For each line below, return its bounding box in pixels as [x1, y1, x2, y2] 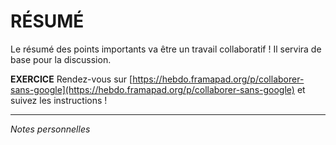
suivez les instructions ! [10, 94, 108, 106]
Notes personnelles [10, 123, 91, 135]
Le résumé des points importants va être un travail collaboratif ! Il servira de [10, 43, 322, 55]
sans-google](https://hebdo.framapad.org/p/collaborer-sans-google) [10, 83, 295, 95]
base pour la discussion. [10, 53, 112, 65]
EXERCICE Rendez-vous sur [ [10, 73, 133, 85]
